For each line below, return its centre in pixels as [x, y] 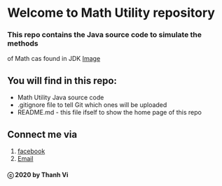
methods [23, 43]
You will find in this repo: [62, 81]
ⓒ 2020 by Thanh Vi [38, 174]
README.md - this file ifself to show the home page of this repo [109, 113]
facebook [31, 151]
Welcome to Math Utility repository [111, 13]
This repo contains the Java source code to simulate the [104, 35]
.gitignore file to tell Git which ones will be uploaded [92, 105]
